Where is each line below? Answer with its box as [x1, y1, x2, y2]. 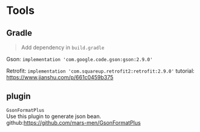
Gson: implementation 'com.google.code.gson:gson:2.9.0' [6, 56, 153, 62]
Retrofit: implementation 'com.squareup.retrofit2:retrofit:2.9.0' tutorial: [6, 67, 195, 74]
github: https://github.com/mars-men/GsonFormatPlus [6, 119, 141, 126]
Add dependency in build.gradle [21, 44, 105, 51]
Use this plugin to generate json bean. [6, 113, 101, 120]
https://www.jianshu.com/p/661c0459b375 [6, 74, 114, 81]
